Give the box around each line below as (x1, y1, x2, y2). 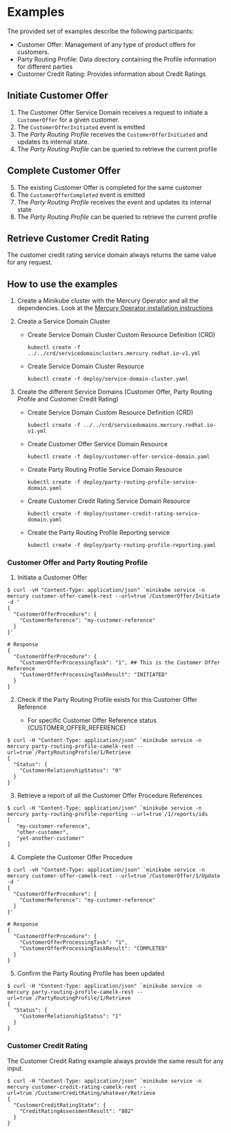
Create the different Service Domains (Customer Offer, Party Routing (17, 388, 212, 396)
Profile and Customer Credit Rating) (17, 395, 119, 403)
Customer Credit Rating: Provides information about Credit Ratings (17, 70, 206, 78)
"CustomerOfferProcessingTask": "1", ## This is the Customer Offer (19, 659, 221, 667)
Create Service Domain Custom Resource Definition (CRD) (27, 408, 194, 417)
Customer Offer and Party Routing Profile (7, 558, 148, 567)
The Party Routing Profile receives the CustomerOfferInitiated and (17, 130, 208, 138)
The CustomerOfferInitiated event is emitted (17, 122, 145, 131)
